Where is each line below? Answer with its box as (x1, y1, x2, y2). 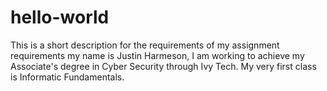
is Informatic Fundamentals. (10, 71, 125, 83)
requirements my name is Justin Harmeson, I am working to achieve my (10, 49, 305, 61)
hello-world (10, 6, 110, 29)
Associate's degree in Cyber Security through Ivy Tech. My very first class (10, 60, 317, 72)
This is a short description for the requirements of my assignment (10, 39, 280, 51)
